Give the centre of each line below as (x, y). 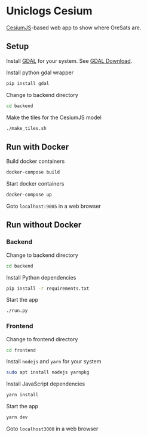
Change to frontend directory (42, 339)
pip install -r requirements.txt (48, 289)
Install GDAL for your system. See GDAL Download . (69, 60)
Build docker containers (36, 161)
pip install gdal (28, 83)
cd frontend (21, 350)
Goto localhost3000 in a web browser (52, 429)
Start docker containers (35, 184)
